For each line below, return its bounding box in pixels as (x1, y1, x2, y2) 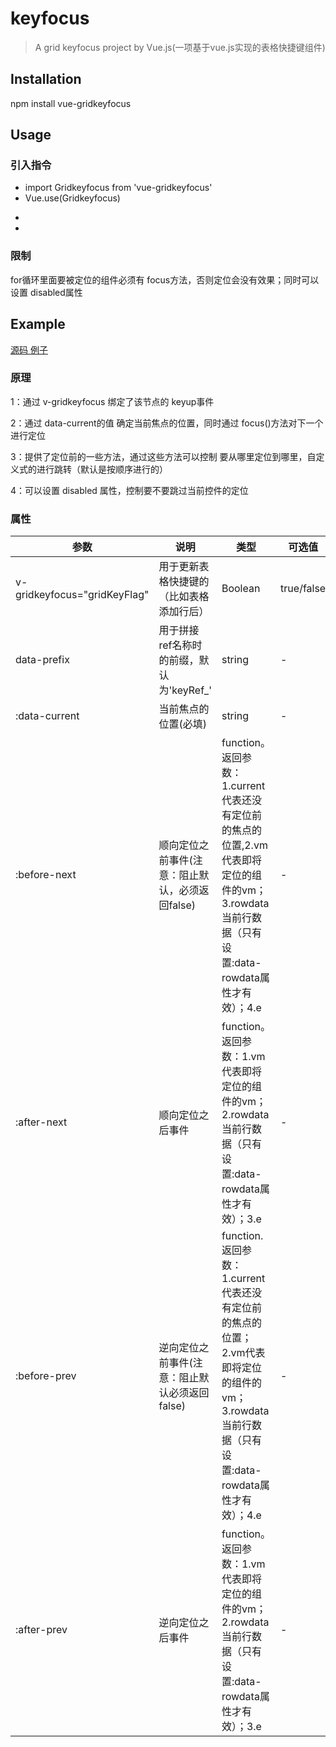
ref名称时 (158, 638, 203, 652)
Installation (10, 71, 82, 88)
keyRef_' (171, 683, 212, 697)
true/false (280, 582, 327, 596)
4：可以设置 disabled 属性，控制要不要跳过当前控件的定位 (10, 484, 249, 496)
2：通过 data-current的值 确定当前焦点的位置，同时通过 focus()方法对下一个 (10, 417, 324, 429)
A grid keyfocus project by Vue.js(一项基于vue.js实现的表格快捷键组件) (34, 41, 326, 53)
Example (10, 316, 66, 333)
